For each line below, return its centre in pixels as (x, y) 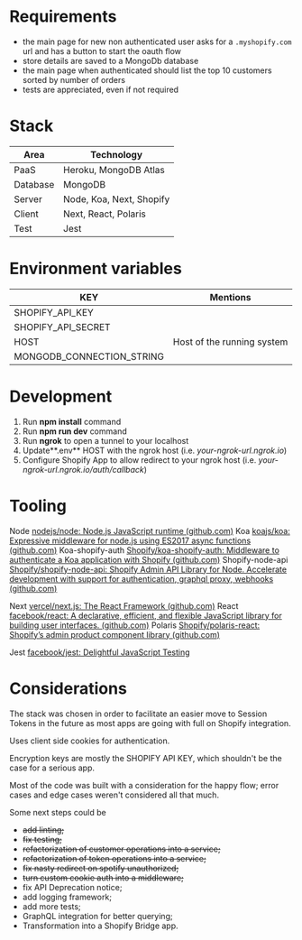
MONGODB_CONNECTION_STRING (89, 356)
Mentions (230, 297)
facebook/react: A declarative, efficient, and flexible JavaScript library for (146, 615)
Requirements (63, 17)
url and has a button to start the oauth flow (102, 51)
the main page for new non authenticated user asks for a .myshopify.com (157, 41)
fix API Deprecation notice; (72, 887)
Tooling (38, 506)
